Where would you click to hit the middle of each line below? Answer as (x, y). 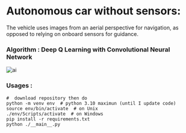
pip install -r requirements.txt (48, 119)
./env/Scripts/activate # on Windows (55, 114)
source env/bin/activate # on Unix (52, 108)
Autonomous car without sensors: (94, 11)
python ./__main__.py (33, 124)
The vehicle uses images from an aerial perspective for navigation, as (92, 28)
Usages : (20, 86)
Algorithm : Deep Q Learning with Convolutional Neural (88, 49)
